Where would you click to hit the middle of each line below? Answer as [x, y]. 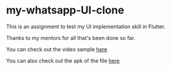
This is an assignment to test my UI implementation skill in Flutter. [86, 26]
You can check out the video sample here [57, 49]
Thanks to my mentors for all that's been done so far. [71, 38]
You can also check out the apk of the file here [63, 61]
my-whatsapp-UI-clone [65, 10]
